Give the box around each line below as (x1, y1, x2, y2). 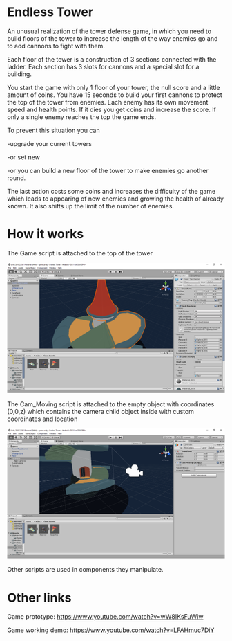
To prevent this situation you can (7, 126, 100, 134)
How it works (7, 226, 84, 242)
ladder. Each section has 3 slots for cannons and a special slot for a (7, 62, 200, 71)
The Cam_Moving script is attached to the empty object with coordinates (7, 399, 215, 408)
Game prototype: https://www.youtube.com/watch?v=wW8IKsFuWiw (7, 613, 204, 621)
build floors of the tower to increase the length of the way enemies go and (7, 34, 218, 42)
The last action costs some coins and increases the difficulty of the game (7, 187, 216, 195)
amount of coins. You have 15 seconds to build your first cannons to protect (7, 91, 222, 99)
